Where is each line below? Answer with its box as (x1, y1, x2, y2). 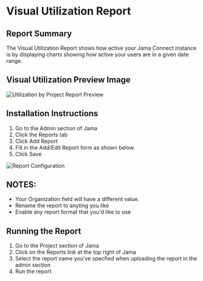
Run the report (15, 268, 52, 275)
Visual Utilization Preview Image (6, 74, 131, 85)
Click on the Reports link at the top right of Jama (15, 248, 136, 256)
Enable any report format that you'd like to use (15, 208, 131, 216)
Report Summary (6, 28, 72, 39)
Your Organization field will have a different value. (15, 196, 139, 203)
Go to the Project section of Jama (15, 242, 99, 250)
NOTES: (6, 180, 37, 190)
